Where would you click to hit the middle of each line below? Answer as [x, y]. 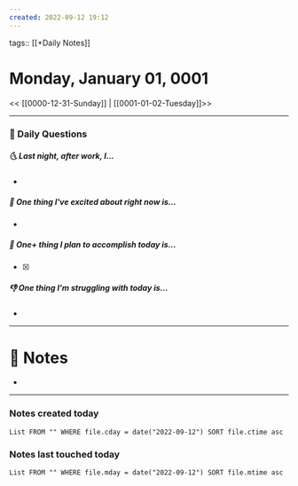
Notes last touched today [65, 454]
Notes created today [54, 413]
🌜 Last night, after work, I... [62, 156]
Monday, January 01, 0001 [109, 78]
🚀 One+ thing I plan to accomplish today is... [93, 245]
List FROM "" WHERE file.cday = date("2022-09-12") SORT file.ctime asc [146, 432]
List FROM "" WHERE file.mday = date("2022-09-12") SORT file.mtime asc [146, 472]
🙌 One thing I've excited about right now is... [93, 202]
